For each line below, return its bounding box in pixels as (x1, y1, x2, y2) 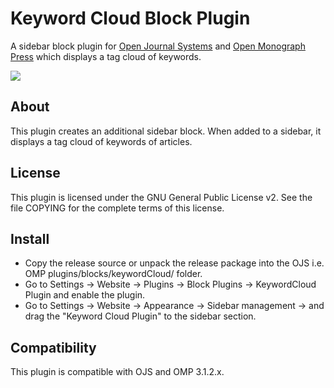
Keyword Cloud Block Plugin (10, 7, 251, 30)
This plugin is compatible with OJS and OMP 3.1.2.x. (10, 366, 225, 378)
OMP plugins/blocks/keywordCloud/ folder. (24, 268, 203, 280)
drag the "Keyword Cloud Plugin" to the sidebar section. (24, 310, 257, 322)
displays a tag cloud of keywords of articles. (10, 135, 193, 147)
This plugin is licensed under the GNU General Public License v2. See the (10, 191, 313, 203)
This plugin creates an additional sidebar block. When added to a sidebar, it (10, 125, 322, 137)
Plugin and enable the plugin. (24, 289, 146, 301)
